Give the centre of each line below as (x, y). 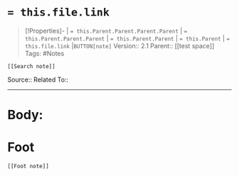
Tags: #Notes (44, 53)
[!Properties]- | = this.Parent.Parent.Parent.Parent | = (106, 31)
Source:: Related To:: (38, 79)
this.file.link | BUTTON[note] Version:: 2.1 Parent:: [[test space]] (119, 45)
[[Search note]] (31, 66)
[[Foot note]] (28, 166)
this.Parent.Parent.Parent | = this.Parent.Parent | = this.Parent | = (127, 38)
